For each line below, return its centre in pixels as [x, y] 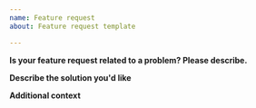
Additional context [45, 95]
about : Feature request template [73, 26]
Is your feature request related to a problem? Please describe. [128, 60]
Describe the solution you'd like [70, 77]
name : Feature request [52, 18]
